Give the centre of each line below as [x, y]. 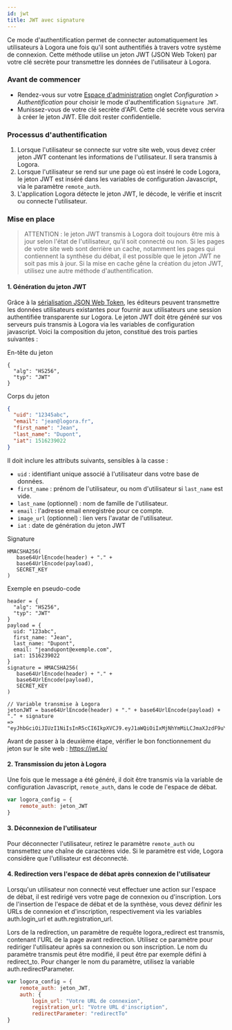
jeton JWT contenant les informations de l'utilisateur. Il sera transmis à [117, 157]
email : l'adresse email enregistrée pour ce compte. [90, 511]
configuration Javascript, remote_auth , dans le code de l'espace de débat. [112, 787]
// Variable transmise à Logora [54, 704]
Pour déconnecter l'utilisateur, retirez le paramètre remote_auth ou [101, 843]
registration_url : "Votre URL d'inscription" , [100, 1007]
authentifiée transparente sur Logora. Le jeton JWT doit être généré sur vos [115, 317]
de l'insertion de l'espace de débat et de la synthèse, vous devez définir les [115, 904]
